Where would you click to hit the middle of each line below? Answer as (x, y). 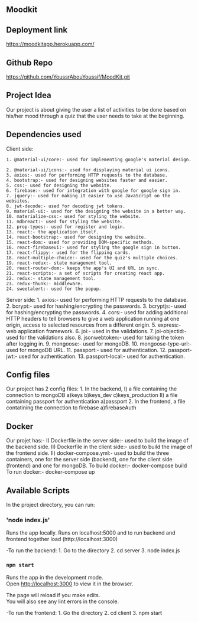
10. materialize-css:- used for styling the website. (74, 216)
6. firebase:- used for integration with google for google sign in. (94, 190)
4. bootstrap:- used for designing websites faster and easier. (87, 180)
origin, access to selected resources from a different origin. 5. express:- (94, 325)
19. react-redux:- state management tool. (59, 263)
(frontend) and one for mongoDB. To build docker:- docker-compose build (97, 465)
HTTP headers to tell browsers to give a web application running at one (93, 318)
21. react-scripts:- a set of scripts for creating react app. (86, 273)
